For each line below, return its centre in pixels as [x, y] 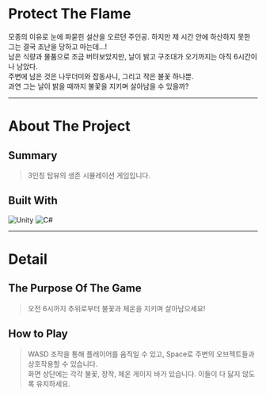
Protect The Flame [70, 14]
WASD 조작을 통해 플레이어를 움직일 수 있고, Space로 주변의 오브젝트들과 [141, 354]
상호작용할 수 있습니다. [63, 364]
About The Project [69, 126]
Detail [28, 259]
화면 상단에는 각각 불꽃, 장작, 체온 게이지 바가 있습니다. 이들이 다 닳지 [134, 374]
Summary [33, 155]
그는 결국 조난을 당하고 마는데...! [58, 46]
